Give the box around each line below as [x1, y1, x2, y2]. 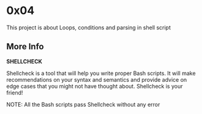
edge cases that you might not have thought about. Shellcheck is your [6, 82, 183, 90]
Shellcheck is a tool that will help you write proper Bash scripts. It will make [6, 69, 196, 77]
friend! [6, 89, 23, 96]
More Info [6, 41, 44, 52]
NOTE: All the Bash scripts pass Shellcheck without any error [6, 101, 160, 108]
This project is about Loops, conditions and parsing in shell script [6, 24, 171, 31]
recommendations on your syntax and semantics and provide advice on [6, 76, 187, 83]
